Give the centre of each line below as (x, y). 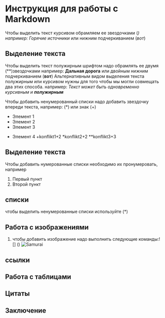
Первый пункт (27, 179)
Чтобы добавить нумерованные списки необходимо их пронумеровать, (82, 164)
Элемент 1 (23, 116)
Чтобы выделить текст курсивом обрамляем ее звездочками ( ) (72, 33)
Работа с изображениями (47, 227)
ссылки (18, 260)
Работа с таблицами (38, 277)
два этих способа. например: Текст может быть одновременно (72, 87)
